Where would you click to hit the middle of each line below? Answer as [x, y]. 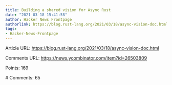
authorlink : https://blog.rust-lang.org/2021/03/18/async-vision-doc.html [87, 24]
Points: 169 [17, 68]
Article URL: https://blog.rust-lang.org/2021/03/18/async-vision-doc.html [82, 48]
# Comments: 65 [23, 78]
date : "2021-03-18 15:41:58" [36, 15]
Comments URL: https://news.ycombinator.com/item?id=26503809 [76, 58]
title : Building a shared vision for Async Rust [58, 10]
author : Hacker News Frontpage [39, 19]
